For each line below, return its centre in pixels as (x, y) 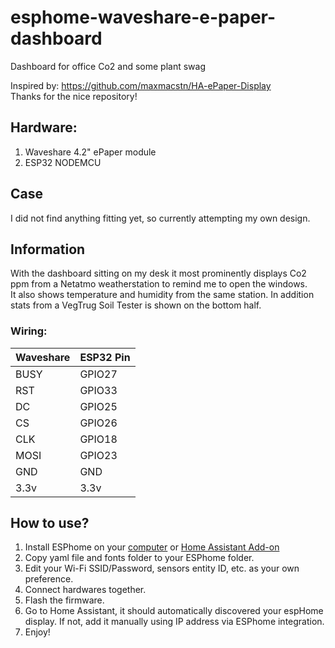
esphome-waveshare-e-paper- (143, 17)
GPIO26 (98, 423)
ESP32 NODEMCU (63, 162)
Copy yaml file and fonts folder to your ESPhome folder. (139, 558)
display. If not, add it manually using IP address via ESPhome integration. (174, 622)
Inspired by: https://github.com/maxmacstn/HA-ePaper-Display (141, 85)
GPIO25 (98, 406)
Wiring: (29, 331)
